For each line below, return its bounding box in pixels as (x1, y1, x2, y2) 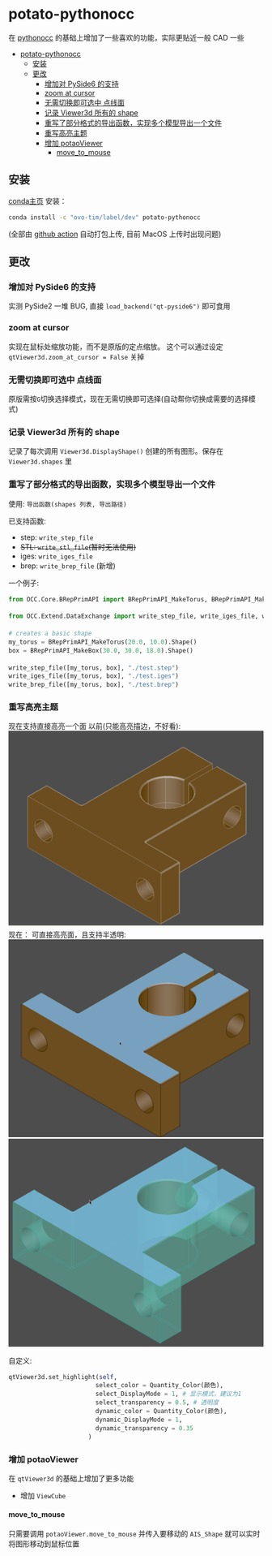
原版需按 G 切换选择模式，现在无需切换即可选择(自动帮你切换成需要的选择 (8, 394, 249, 403)
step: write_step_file (19, 532, 94, 542)
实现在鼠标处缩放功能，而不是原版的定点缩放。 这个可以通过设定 (8, 342, 223, 351)
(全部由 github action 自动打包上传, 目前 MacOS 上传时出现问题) (8, 229, 222, 239)
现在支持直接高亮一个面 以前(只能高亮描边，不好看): (8, 722, 181, 731)
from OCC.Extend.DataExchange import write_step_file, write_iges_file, (8, 612, 259, 621)
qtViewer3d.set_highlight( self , (8, 1373, 117, 1381)
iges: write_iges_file (19, 551, 93, 561)
